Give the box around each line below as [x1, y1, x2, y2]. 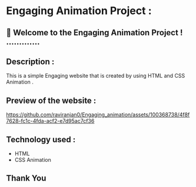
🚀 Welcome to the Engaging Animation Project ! [6, 28, 183, 38]
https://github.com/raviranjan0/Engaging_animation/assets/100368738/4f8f [6, 111, 190, 118]
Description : [6, 56, 55, 66]
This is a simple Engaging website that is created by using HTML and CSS [6, 72, 185, 79]
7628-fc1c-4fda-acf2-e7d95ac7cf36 [6, 118, 95, 125]
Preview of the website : [6, 95, 97, 105]
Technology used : [6, 134, 76, 145]
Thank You [6, 173, 46, 183]
